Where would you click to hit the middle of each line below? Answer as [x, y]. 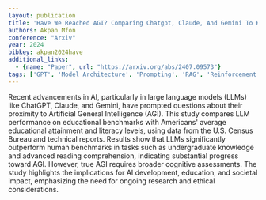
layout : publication [42, 15]
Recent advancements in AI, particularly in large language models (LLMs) [127, 96]
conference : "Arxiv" [42, 38]
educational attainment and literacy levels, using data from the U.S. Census [131, 130]
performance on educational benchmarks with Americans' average [118, 122]
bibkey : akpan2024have [46, 52]
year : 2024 [26, 45]
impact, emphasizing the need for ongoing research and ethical [112, 181]
